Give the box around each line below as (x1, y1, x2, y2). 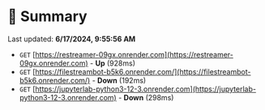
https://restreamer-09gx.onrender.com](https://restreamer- (35, 49, 234, 59)
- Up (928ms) (89, 58, 135, 68)
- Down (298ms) (118, 92, 174, 102)
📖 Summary (7, 7, 88, 26)
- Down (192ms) (92, 75, 147, 85)
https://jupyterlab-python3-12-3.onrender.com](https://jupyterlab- (35, 84, 257, 94)
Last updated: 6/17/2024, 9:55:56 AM (7, 34, 136, 44)
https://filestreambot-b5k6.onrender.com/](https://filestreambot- (35, 66, 251, 76)
